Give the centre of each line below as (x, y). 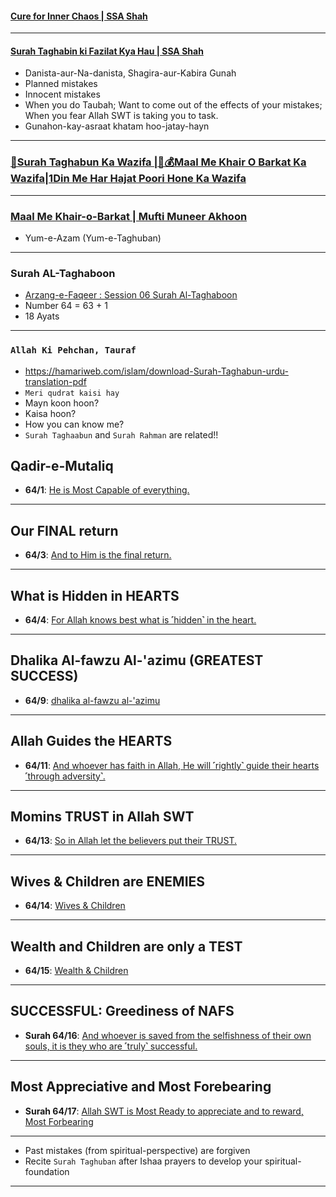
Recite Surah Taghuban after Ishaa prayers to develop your (143, 1161)
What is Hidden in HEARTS (95, 595)
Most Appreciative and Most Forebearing (141, 1087)
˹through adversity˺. (65, 776)
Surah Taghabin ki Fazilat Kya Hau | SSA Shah (107, 51)
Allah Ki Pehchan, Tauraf (73, 350)
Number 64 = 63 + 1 (66, 306)
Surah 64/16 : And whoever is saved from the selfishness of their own (168, 1035)
